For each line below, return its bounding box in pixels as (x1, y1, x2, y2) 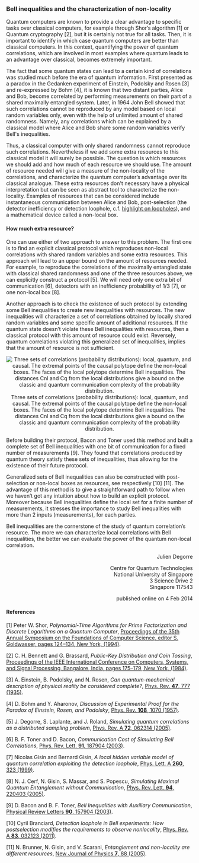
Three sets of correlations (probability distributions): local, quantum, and (11, 393, 188, 400)
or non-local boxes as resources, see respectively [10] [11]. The (29, 479, 184, 486)
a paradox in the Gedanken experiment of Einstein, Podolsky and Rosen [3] (6, 80, 190, 87)
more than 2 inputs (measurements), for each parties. (6, 511, 137, 518)
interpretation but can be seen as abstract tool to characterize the (6, 186, 167, 193)
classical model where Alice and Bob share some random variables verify (6, 124, 185, 132)
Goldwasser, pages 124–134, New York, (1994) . (6, 640, 121, 648)
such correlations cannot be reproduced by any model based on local (6, 106, 176, 113)
